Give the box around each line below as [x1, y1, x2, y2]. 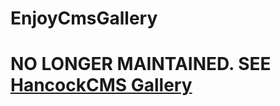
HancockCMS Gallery [10, 74, 193, 97]
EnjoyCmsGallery [10, 7, 158, 30]
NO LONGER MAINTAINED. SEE [10, 53, 272, 76]
